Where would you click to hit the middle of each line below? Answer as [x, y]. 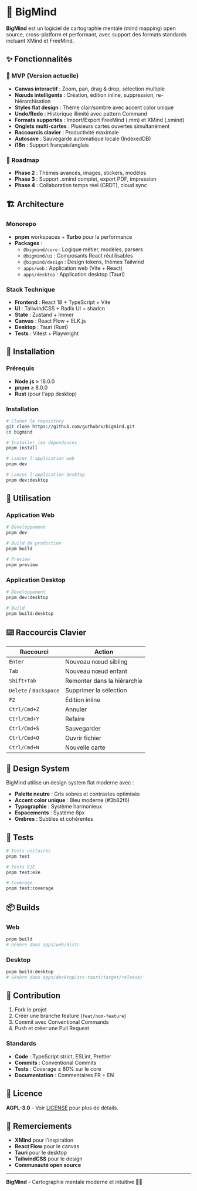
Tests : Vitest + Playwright [47, 333]
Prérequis [20, 368]
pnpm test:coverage [30, 888]
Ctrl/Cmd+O [24, 738]
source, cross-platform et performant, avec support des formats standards [96, 34]
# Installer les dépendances [42, 442]
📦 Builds [23, 907]
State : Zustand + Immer [44, 314]
